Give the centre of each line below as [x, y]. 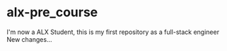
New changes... [29, 39]
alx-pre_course [52, 12]
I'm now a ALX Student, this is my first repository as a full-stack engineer [113, 32]
